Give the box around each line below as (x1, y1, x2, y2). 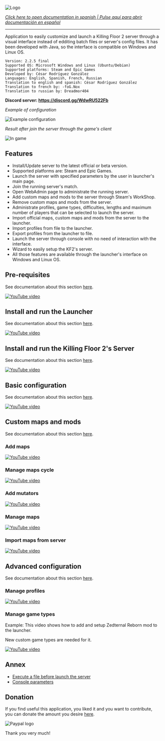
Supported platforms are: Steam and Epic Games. (12, 167, 113, 174)
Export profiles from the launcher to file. (12, 230, 93, 236)
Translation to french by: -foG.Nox (5, 84, 80, 89)
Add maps (5, 443, 30, 450)
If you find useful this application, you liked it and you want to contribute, (5, 706, 153, 712)
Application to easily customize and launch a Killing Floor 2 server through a (5, 33, 159, 39)
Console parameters (12, 679, 54, 685)
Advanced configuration (5, 562, 82, 571)
